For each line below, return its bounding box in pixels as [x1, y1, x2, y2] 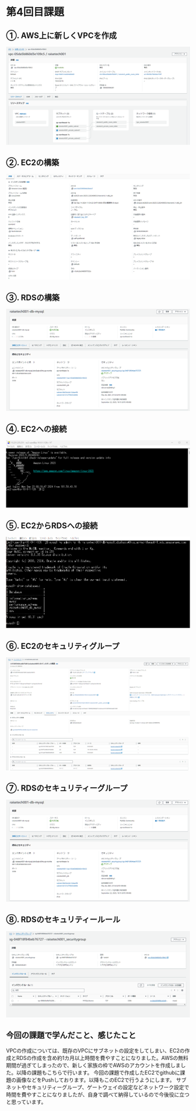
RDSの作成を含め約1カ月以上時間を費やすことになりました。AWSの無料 [16, 1054, 188, 1061]
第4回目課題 [6, 5, 64, 19]
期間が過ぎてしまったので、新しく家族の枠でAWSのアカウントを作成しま [6, 1061, 181, 1069]
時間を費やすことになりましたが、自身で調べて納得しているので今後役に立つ [6, 1091, 190, 1098]
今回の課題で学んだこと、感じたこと [6, 1030, 136, 1040]
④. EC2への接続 [6, 424, 67, 434]
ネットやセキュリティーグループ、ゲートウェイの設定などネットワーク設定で [6, 1083, 190, 1091]
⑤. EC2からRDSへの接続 [6, 521, 98, 531]
